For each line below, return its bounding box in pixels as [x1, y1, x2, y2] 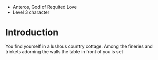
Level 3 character [12, 9, 50, 15]
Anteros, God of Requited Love [12, 4, 77, 10]
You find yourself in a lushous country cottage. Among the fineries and [5, 43, 153, 49]
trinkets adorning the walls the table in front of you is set [5, 48, 123, 54]
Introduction [5, 27, 59, 38]
